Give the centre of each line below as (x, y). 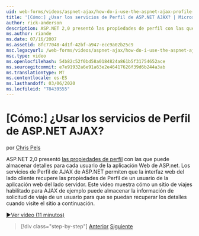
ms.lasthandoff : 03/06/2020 (41, 84)
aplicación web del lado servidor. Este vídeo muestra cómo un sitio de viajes (99, 184)
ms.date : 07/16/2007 (32, 39)
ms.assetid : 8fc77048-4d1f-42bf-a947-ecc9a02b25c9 (70, 45)
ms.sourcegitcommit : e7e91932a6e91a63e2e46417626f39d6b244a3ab (86, 67)
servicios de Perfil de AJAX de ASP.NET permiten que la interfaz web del (95, 172)
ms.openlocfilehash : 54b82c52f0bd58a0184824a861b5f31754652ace (86, 61)
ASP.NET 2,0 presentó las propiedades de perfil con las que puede (88, 159)
